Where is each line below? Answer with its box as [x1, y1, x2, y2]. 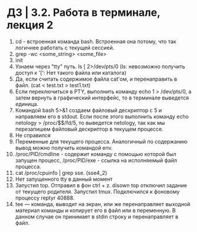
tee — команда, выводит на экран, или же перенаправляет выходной [15, 200, 191, 207]
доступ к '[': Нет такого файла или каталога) [15, 69, 127, 76]
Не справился [15, 131, 51, 138]
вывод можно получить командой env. [15, 144, 113, 151]
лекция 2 [6, 18, 54, 32]
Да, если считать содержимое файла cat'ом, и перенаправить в [15, 75, 178, 82]
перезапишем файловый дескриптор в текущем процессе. [15, 125, 163, 132]
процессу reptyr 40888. [15, 194, 75, 201]
